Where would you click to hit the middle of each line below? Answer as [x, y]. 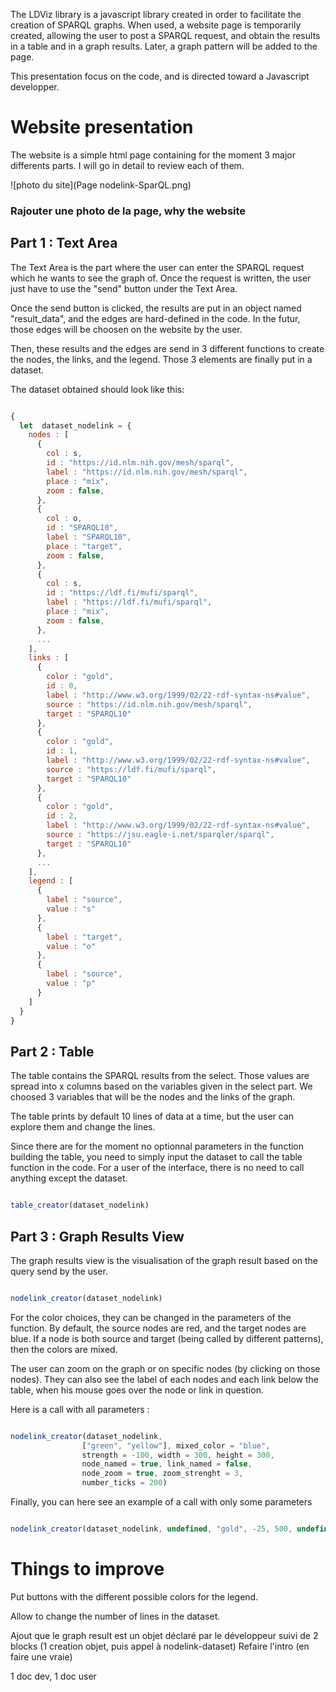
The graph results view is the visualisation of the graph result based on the [164, 1260]
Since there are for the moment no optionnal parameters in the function [157, 1146]
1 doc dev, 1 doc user [53, 1676]
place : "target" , [84, 546]
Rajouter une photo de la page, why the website [128, 211]
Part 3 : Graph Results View [97, 1236]
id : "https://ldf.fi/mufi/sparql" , [122, 593]
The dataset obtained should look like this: [97, 389]
